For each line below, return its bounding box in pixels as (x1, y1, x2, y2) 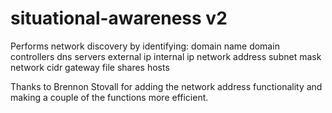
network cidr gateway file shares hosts (10, 61, 170, 73)
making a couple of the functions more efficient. (10, 91, 209, 103)
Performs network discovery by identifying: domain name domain (10, 40, 280, 52)
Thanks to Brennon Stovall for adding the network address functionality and (10, 80, 323, 92)
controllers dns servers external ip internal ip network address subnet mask (10, 50, 322, 62)
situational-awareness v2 (10, 7, 228, 30)
